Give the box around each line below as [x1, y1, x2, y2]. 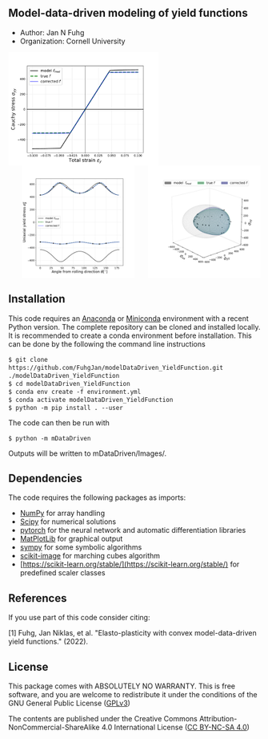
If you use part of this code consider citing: [8, 613, 150, 623]
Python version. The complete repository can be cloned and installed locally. [8, 322, 261, 331]
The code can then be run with [8, 417, 110, 428]
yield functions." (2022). [8, 637, 89, 647]
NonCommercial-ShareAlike [8, 722, 100, 733]
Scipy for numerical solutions [19, 517, 117, 526]
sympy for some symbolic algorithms [19, 542, 142, 552]
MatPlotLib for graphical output [19, 534, 123, 544]
